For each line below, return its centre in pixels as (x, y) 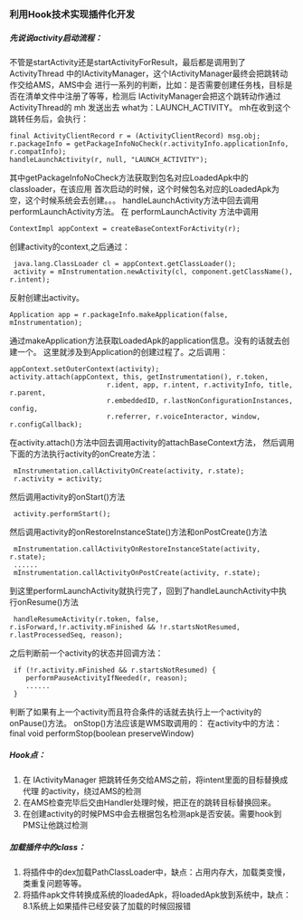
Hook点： (28, 755)
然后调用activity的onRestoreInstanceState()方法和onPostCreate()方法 (138, 532)
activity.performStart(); (62, 513)
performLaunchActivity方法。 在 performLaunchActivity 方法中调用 (134, 211)
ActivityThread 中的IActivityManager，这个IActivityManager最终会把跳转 (145, 73)
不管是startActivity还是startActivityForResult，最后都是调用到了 (128, 62)
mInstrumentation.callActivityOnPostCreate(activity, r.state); (137, 572)
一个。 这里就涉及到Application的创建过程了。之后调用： (123, 351)
